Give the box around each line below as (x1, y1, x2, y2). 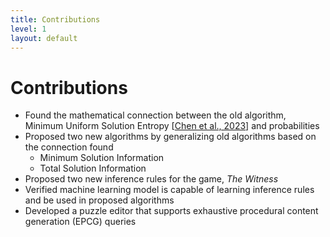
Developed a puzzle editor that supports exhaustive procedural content (24, 205, 319, 217)
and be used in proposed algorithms (24, 194, 175, 206)
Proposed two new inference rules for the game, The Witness (24, 173, 279, 185)
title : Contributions (10, 14, 101, 25)
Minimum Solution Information (39, 152, 165, 164)
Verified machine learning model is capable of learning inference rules (24, 184, 315, 196)
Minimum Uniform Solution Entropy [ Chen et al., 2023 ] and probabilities (24, 120, 320, 132)
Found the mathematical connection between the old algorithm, (24, 109, 287, 121)
